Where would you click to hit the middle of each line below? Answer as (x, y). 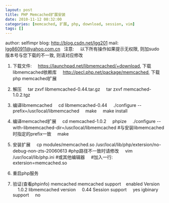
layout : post (19, 10)
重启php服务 (25, 173)
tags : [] (14, 29)
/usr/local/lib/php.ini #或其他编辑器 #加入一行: (63, 157)
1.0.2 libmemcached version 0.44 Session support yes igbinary (88, 190)
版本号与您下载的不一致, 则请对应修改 (44, 55)
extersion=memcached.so (40, 163)
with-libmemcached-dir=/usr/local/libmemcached (64, 128)
